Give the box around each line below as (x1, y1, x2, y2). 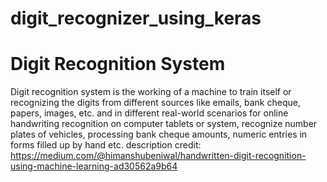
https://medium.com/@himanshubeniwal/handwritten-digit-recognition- (10, 150, 307, 162)
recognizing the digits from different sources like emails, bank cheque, (10, 97, 301, 109)
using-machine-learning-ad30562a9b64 (10, 160, 178, 172)
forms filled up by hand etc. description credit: (10, 139, 202, 151)
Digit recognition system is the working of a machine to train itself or (10, 86, 292, 98)
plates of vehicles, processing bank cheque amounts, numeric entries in (10, 128, 308, 141)
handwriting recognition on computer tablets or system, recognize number (10, 118, 318, 130)
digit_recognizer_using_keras (10, 7, 262, 30)
